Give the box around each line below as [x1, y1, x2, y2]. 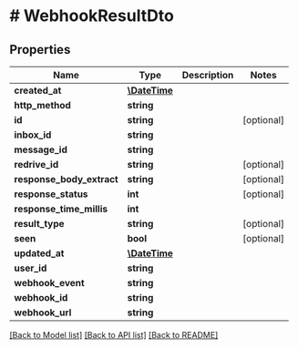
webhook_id [14, 292, 68, 303]
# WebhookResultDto [9, 5, 175, 26]
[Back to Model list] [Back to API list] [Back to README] [9, 330, 219, 340]
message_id [14, 143, 68, 156]
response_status [14, 188, 88, 200]
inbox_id [14, 128, 52, 141]
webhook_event [14, 277, 85, 289]
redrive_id [14, 159, 59, 170]
